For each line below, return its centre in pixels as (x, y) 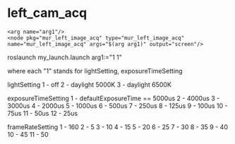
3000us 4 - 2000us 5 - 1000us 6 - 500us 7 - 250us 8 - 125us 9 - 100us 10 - (117, 106)
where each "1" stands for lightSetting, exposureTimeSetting (95, 71)
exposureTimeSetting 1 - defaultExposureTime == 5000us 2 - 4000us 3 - (114, 98)
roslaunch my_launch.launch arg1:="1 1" (65, 57)
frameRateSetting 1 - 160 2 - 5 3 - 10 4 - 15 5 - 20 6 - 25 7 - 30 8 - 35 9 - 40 (117, 127)
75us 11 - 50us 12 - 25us (43, 113)
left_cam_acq (47, 13)
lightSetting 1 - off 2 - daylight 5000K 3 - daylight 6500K (89, 84)
